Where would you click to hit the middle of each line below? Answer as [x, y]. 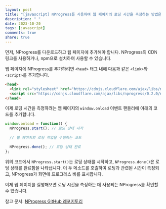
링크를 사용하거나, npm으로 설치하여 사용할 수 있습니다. [59, 58]
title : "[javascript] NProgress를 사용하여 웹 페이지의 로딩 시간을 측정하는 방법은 [83, 14]
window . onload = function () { [36, 124]
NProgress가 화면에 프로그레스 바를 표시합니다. [57, 174]
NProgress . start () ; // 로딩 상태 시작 [46, 129]
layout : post [19, 10]
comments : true [21, 33]
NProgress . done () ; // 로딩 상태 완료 [45, 147]
